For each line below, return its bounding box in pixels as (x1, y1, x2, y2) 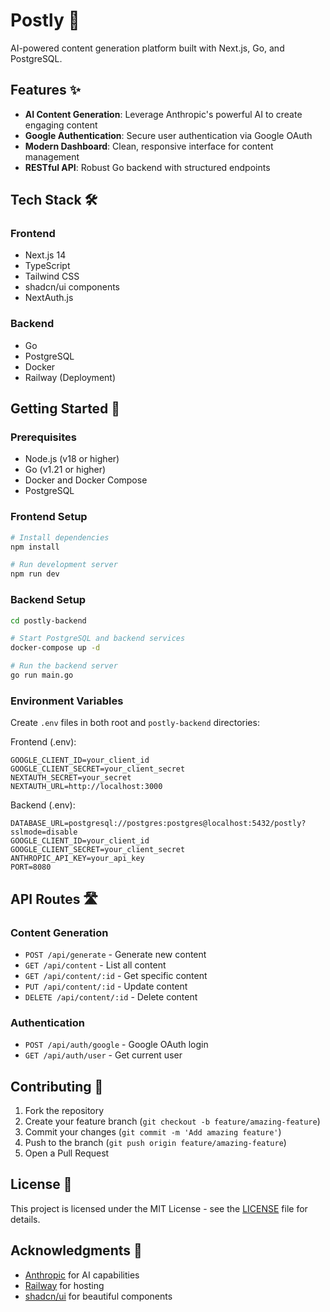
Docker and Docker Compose (24, 474, 148, 486)
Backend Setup (10, 593, 87, 607)
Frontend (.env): (10, 736, 77, 748)
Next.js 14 (24, 249, 67, 261)
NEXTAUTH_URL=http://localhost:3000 (10, 782, 163, 792)
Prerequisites (10, 430, 77, 444)
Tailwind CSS (24, 270, 80, 283)
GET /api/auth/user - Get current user (24, 1049, 183, 1061)
